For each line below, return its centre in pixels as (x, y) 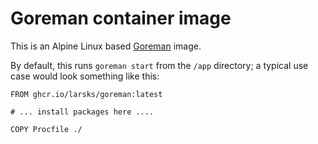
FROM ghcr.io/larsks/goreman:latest (86, 94)
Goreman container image (121, 18)
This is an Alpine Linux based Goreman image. (106, 46)
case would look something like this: (85, 76)
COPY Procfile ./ (46, 129)
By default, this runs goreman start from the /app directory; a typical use (159, 65)
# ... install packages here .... (82, 112)
